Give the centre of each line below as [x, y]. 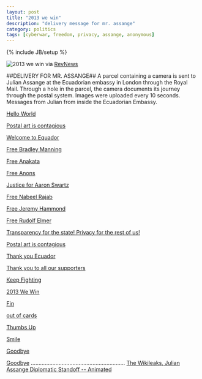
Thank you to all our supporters [46, 268]
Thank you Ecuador [31, 256]
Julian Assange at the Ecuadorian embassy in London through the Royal [97, 83]
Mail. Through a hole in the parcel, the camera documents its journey [93, 89]
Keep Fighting [24, 280]
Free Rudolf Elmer [29, 220]
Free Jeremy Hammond [36, 209]
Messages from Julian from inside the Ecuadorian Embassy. [82, 102]
